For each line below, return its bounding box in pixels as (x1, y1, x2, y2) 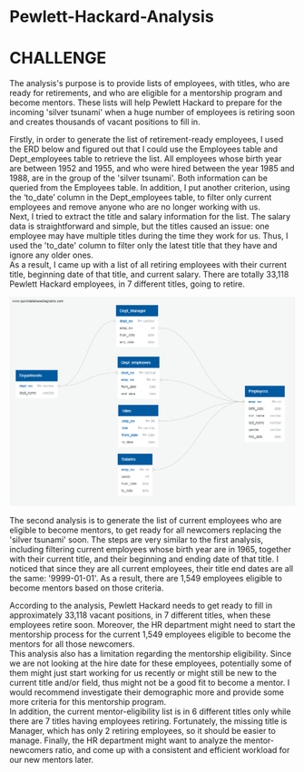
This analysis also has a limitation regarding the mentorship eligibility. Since (9, 648, 292, 659)
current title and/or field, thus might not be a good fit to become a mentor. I (9, 677, 290, 688)
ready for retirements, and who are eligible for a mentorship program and (9, 88, 283, 99)
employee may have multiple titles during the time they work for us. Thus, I (9, 230, 289, 241)
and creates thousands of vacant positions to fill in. (9, 116, 201, 128)
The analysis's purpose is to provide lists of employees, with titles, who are (9, 78, 290, 89)
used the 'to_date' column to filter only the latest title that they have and (9, 240, 278, 251)
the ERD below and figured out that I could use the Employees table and (9, 143, 279, 155)
